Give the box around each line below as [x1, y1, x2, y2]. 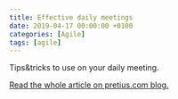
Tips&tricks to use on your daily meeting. [9, 62, 159, 73]
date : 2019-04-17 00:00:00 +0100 [9, 21, 133, 30]
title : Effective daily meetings [9, 12, 133, 22]
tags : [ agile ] [9, 37, 62, 47]
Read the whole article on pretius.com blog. [9, 79, 169, 90]
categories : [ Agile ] [9, 29, 86, 38]
